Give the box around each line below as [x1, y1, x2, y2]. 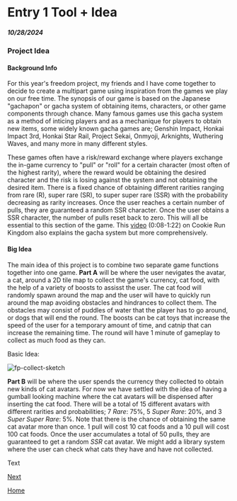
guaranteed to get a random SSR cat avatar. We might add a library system [7, 437, 225, 446]
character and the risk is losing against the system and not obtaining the [7, 176, 218, 184]
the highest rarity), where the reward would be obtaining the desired [7, 168, 207, 177]
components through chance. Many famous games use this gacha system [7, 109, 224, 118]
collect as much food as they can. [7, 336, 106, 344]
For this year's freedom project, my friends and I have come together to [7, 79, 216, 88]
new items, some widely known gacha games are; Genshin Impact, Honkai [7, 125, 224, 133]
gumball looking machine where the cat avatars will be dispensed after [7, 392, 214, 400]
